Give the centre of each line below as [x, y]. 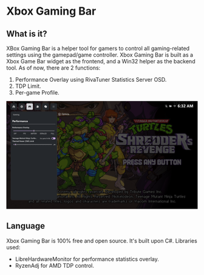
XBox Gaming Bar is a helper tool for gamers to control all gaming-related [98, 48]
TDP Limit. [28, 86]
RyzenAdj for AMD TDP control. [55, 265]
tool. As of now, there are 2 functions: [53, 68]
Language [26, 226]
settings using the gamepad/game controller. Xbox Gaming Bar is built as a [100, 55]
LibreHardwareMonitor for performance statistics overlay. [87, 259]
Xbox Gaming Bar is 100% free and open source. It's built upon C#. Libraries [102, 241]
